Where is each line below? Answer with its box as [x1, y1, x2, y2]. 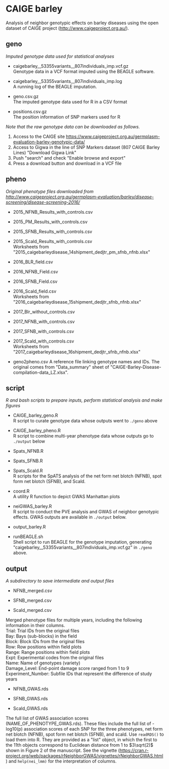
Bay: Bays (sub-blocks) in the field [6, 633, 77, 639]
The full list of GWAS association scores [6, 715, 89, 722]
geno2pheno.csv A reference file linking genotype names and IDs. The [13, 358, 160, 364]
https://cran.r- [119, 747, 149, 753]
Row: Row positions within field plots [6, 644, 82, 650]
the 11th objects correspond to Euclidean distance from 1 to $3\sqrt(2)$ [6, 742, 153, 748]
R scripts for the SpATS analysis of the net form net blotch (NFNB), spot [13, 473, 162, 479]
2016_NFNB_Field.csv [13, 268, 58, 274]
